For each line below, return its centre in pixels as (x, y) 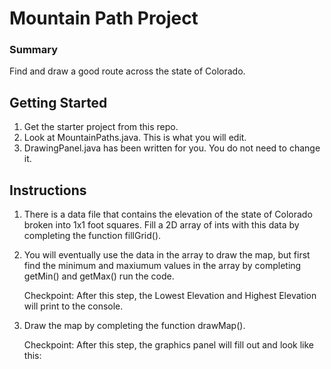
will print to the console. (73, 306)
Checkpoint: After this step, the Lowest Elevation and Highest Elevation (170, 296)
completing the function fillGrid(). (92, 236)
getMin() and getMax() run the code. (99, 276)
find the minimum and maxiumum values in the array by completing (162, 266)
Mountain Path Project (104, 18)
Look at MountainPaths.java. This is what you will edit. (135, 138)
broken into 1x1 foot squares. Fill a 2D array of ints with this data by (161, 225)
